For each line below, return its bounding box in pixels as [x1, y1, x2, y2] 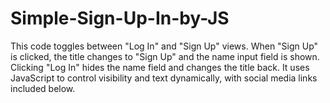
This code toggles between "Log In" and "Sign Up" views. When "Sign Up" [10, 40, 319, 52]
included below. [10, 82, 76, 94]
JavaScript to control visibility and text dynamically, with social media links [10, 72, 318, 84]
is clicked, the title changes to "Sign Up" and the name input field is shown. [10, 50, 320, 62]
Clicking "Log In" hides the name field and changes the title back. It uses [10, 61, 310, 73]
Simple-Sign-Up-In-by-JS [10, 7, 230, 30]
